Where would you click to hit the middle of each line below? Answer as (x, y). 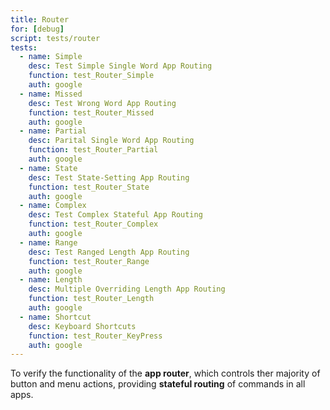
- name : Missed (51, 94)
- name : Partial (53, 131)
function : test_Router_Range (89, 261)
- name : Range (48, 242)
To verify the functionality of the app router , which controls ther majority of (165, 373)
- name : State (48, 168)
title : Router (40, 19)
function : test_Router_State (89, 187)
